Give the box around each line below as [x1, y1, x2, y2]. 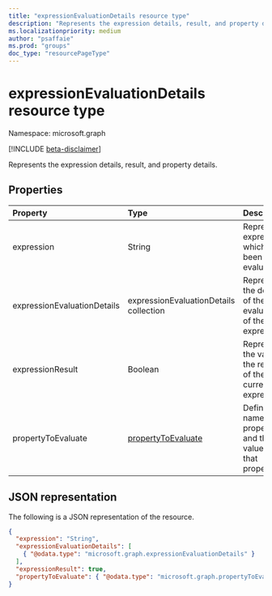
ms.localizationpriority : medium [8, 27, 121, 35]
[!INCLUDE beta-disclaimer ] [8, 143, 101, 154]
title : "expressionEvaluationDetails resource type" [8, 11, 190, 20]
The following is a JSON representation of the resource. [8, 512, 194, 521]
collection [127, 304, 165, 316]
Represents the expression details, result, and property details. [8, 160, 218, 169]
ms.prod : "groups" [8, 42, 70, 50]
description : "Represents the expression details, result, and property [8, 19, 259, 28]
